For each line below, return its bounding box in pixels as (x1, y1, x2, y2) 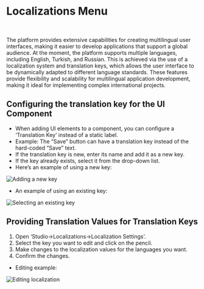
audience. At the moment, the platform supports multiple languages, (6, 49, 178, 56)
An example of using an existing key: (15, 187, 108, 194)
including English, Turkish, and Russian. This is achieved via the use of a (6, 55, 188, 63)
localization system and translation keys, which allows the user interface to (6, 62, 194, 69)
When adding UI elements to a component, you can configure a (15, 125, 175, 132)
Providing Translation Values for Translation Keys (6, 217, 199, 227)
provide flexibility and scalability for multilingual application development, (6, 75, 191, 82)
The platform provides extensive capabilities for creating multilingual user (6, 36, 191, 43)
